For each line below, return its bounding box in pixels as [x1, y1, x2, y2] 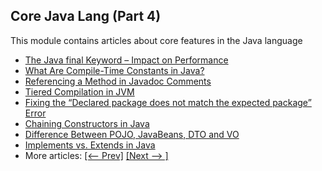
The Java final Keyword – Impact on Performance [24, 54, 229, 66]
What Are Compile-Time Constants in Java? [24, 64, 205, 76]
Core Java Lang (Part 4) [10, 8, 162, 25]
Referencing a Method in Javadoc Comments [24, 75, 212, 87]
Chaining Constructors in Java [24, 117, 150, 129]
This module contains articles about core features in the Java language [10, 34, 303, 46]
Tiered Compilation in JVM [24, 85, 135, 98]
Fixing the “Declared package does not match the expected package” [24, 96, 312, 108]
